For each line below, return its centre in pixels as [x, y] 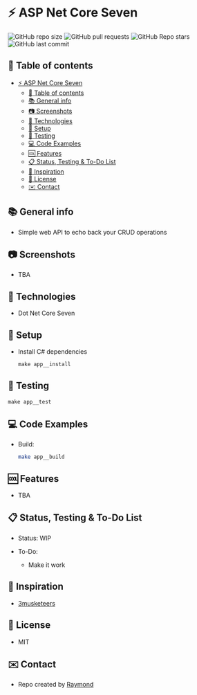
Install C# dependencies [53, 352]
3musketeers [37, 603]
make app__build [41, 457]
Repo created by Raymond [56, 685]
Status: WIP [35, 538]
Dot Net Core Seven [46, 313]
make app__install [44, 364]
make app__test [30, 401]
